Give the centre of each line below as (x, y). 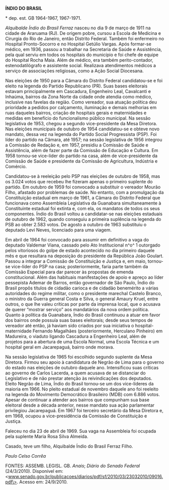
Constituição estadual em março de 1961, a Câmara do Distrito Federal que (83, 198)
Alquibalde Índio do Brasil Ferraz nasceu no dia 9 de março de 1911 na (78, 28)
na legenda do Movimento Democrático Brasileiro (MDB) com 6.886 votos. (82, 394)
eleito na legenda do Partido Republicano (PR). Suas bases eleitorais (76, 86)
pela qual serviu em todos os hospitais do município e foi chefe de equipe (82, 55)
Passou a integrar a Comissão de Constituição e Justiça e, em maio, (76, 261)
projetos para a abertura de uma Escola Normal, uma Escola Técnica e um (82, 342)
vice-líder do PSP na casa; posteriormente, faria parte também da (80, 266)
